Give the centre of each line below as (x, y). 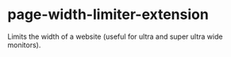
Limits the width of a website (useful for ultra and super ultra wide (115, 36)
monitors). (24, 44)
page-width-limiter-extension (108, 15)
